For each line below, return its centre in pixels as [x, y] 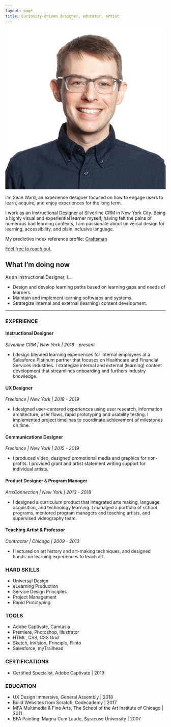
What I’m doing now [38, 265]
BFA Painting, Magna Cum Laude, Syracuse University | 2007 [77, 718]
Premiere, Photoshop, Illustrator [46, 632]
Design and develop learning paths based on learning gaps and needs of [89, 287]
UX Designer [19, 388]
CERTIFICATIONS [27, 662]
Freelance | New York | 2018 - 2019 [42, 399]
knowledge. [25, 376]
